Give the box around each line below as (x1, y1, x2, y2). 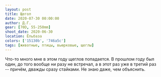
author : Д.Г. (5, 20, 31, 26)
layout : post (5, 7, 31, 12)
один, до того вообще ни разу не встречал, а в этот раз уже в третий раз (5, 61, 157, 67)
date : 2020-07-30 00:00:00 (5, 16, 59, 21)
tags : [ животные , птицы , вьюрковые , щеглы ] (5, 43, 94, 48)
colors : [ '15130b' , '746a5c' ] (5, 38, 66, 43)
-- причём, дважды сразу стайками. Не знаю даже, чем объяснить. (5, 66, 146, 72)
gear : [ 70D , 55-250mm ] (5, 25, 51, 30)
